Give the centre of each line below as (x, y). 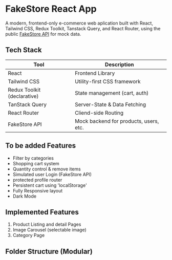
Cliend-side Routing (99, 113)
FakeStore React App (51, 9)
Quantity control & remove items (47, 169)
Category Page (29, 235)
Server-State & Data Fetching (111, 104)
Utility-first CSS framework (108, 81)
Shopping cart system (36, 163)
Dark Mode (25, 196)
